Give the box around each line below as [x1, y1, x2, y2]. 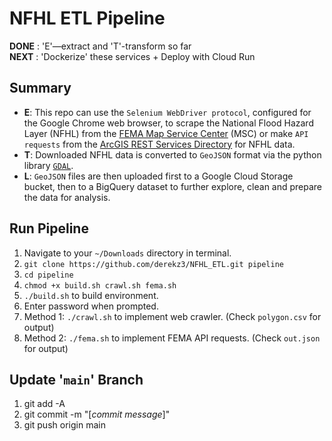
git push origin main [23, 419, 106, 431]
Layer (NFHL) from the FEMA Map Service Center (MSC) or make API [23, 127, 309, 139]
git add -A [23, 398, 66, 410]
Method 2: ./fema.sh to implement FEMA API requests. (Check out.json [23, 332, 321, 344]
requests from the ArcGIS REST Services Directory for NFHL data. [23, 138, 296, 150]
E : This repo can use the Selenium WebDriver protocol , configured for [23, 106, 312, 118]
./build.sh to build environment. [23, 289, 159, 301]
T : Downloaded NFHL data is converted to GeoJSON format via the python [23, 148, 322, 161]
